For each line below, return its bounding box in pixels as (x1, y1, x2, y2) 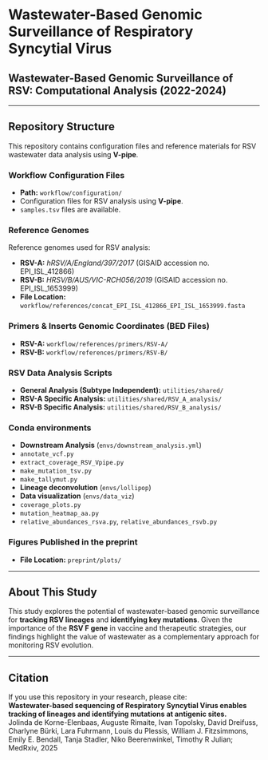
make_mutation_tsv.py (19, 467, 92, 476)
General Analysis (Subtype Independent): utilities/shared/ (19, 386, 224, 394)
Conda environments (8, 422, 92, 433)
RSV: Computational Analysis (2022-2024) (8, 84, 227, 97)
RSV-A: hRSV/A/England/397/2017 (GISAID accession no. (19, 258, 210, 268)
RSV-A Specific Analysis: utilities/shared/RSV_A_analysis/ (19, 394, 222, 403)
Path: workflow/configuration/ (19, 188, 122, 197)
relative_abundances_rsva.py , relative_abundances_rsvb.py (19, 517, 218, 526)
